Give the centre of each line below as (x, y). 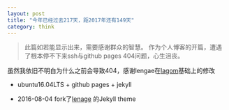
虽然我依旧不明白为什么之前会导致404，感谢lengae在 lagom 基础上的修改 (111, 71)
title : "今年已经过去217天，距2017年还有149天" (71, 20)
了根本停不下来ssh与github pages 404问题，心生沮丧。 (104, 56)
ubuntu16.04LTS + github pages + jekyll (74, 85)
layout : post (26, 14)
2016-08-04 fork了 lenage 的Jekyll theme (76, 99)
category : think (31, 26)
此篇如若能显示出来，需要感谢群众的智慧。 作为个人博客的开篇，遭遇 (123, 47)
